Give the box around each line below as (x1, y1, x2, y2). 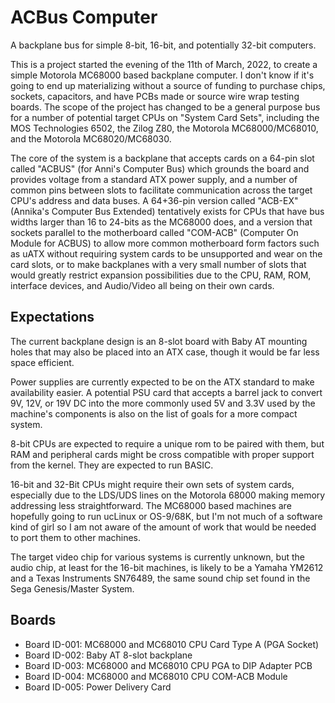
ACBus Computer (10, 6, 158, 29)
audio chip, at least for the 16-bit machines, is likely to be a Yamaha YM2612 (10, 561, 324, 573)
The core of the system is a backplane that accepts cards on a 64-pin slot (10, 152, 315, 164)
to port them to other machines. (10, 531, 142, 543)
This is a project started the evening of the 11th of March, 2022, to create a (10, 58, 318, 70)
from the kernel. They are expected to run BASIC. (10, 459, 214, 471)
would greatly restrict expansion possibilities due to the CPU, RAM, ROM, (10, 269, 312, 281)
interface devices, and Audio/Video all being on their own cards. (10, 279, 275, 291)
